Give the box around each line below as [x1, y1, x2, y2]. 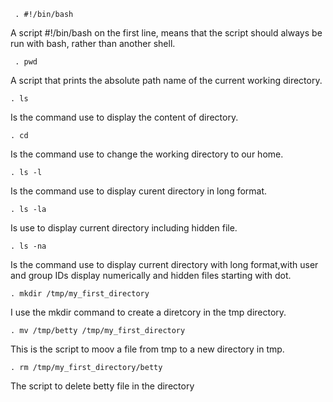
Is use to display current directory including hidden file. [10, 222, 238, 234]
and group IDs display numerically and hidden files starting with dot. [10, 270, 292, 281]
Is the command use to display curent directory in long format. [10, 185, 268, 197]
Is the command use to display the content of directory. [10, 111, 239, 123]
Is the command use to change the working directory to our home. [10, 148, 284, 160]
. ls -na [10, 241, 47, 251]
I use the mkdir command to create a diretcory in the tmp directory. [10, 306, 287, 318]
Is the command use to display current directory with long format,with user [10, 259, 319, 270]
